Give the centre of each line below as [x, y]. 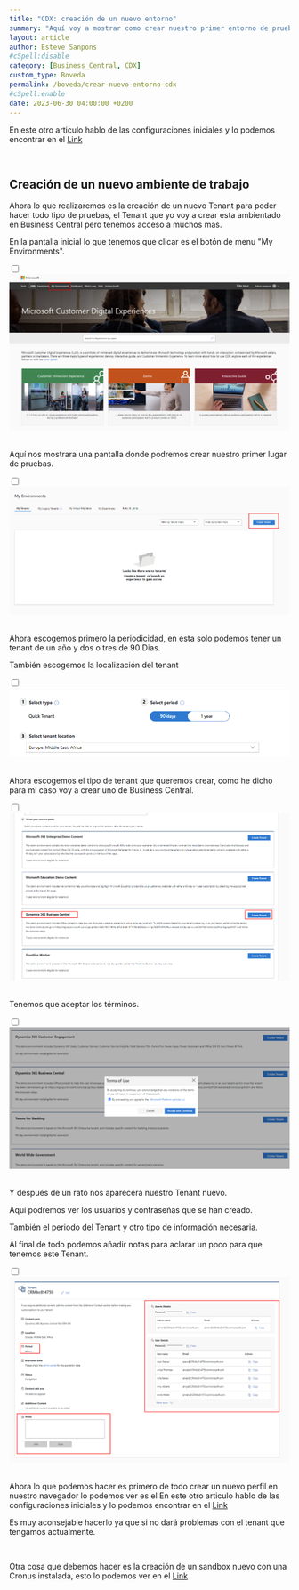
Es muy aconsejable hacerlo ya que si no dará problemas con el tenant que [147, 1522]
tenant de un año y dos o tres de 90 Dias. [85, 647]
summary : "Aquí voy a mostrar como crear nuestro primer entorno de [139, 28]
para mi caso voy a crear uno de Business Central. [101, 790]
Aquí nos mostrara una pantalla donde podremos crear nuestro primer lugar [148, 455]
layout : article [39, 37]
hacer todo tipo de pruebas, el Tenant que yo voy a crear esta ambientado [145, 215]
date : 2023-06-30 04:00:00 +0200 [71, 103]
